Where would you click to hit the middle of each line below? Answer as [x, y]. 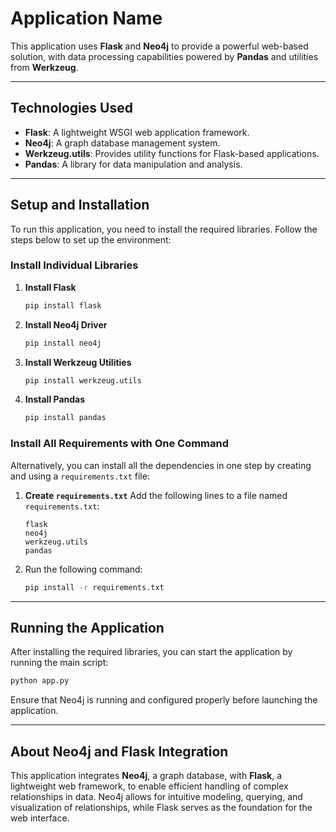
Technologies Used [71, 108]
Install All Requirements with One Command [120, 444]
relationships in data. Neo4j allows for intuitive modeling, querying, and [156, 797]
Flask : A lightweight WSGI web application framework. [137, 132]
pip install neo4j [63, 343]
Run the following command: [83, 569]
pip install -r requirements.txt [94, 587]
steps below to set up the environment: [91, 239]
